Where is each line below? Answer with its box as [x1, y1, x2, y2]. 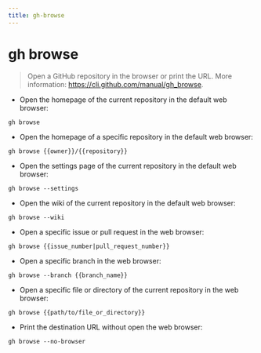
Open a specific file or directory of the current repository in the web [19, 285, 239, 294]
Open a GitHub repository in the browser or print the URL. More [27, 71, 233, 81]
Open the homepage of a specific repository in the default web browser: [19, 132, 253, 141]
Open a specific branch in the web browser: [19, 256, 161, 265]
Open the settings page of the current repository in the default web [19, 161, 237, 170]
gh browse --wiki [8, 213, 65, 221]
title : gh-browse [8, 11, 65, 20]
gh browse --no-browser [8, 337, 86, 345]
